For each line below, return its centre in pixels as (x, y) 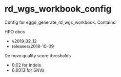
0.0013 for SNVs (28, 70)
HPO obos (15, 31)
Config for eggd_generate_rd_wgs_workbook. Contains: (60, 22)
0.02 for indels (26, 65)
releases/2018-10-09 (33, 46)
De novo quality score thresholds (38, 55)
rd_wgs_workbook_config (58, 9)
